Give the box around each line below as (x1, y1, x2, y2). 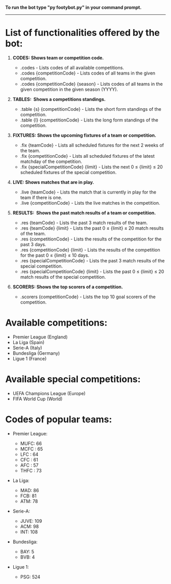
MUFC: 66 (20, 440, 42, 446)
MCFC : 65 (20, 446, 43, 452)
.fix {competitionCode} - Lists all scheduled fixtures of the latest (20, 153, 155, 159)
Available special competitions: (5, 374, 141, 385)
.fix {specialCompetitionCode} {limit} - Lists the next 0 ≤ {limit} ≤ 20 (20, 163, 163, 170)
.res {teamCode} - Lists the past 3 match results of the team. (20, 220, 148, 226)
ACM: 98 (20, 523, 39, 529)
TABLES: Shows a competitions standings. (12, 96, 106, 102)
